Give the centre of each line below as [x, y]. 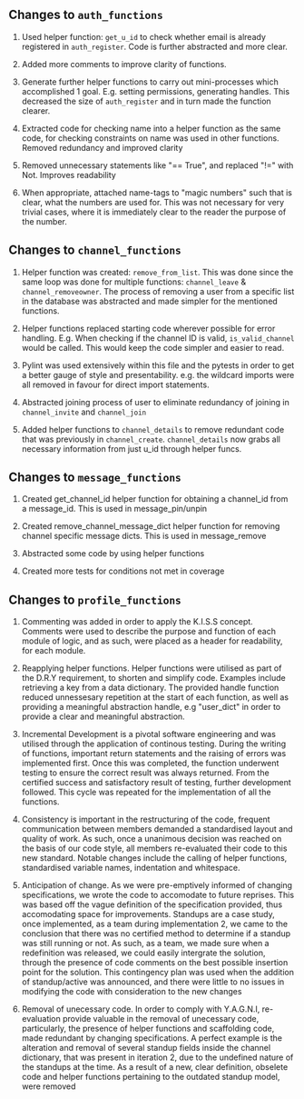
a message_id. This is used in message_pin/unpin [114, 509]
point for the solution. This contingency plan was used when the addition [157, 973]
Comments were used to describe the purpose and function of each [149, 632]
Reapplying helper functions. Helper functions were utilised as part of [152, 668]
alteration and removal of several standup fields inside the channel [146, 1048]
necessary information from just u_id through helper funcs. [132, 448]
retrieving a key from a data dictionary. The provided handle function [150, 688]
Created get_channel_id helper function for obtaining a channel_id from [155, 499]
